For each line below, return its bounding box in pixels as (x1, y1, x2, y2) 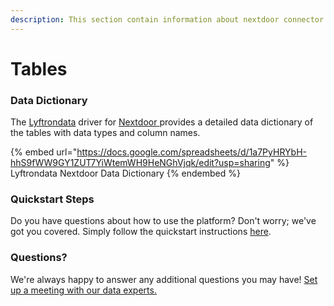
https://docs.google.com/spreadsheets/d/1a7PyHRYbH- (76, 146, 307, 158)
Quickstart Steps (10, 192, 95, 206)
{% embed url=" (10, 146, 78, 158)
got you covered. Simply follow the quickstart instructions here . (10, 226, 272, 238)
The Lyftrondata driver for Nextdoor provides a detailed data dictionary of (10, 116, 314, 128)
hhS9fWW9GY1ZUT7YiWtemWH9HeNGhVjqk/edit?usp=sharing (10, 157, 271, 169)
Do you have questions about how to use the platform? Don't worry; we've (10, 215, 317, 227)
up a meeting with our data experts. (10, 284, 157, 296)
